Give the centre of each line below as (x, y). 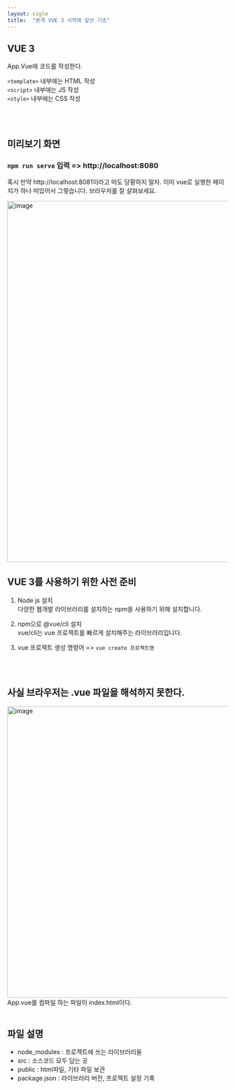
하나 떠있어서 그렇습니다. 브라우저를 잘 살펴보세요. (88, 191)
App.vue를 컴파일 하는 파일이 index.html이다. (70, 1002)
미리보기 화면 (34, 144)
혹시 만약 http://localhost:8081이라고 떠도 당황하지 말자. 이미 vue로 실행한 (109, 182)
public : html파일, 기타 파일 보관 (61, 1069)
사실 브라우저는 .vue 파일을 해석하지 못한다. (96, 693)
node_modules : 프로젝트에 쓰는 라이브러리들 (79, 1052)
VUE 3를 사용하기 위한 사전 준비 (72, 582)
